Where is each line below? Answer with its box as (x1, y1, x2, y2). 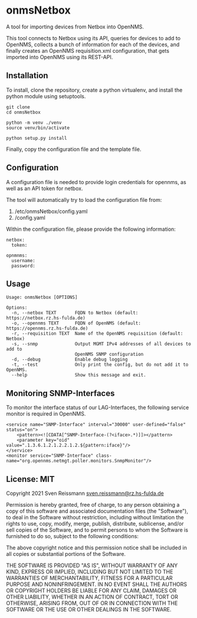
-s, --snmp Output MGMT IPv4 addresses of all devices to (11, 341, 192, 347)
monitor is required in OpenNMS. (6, 410, 86, 417)
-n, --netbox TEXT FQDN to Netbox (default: (11, 310, 139, 316)
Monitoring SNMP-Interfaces (6, 388, 115, 398)
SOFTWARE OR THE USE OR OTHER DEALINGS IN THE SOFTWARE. (6, 606, 172, 613)
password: (11, 263, 35, 269)
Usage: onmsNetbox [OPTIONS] (6, 294, 78, 301)
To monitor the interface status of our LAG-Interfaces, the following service (6, 404, 189, 411)
